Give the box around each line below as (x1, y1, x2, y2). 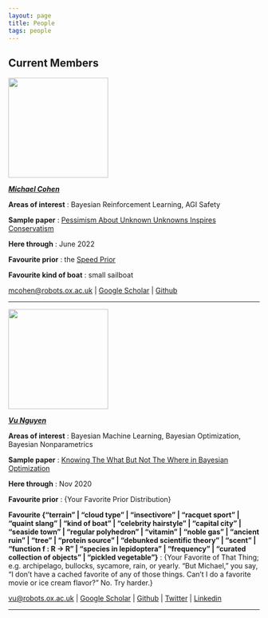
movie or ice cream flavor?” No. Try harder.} (8, 578, 153, 588)
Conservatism (8, 224, 54, 233)
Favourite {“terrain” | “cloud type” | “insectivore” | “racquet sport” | (8, 510, 240, 520)
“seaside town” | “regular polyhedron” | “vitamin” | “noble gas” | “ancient (8, 527, 259, 536)
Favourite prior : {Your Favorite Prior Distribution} (8, 495, 171, 504)
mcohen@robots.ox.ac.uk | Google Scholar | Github (8, 285, 178, 296)
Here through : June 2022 (8, 239, 95, 249)
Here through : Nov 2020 (8, 479, 93, 488)
